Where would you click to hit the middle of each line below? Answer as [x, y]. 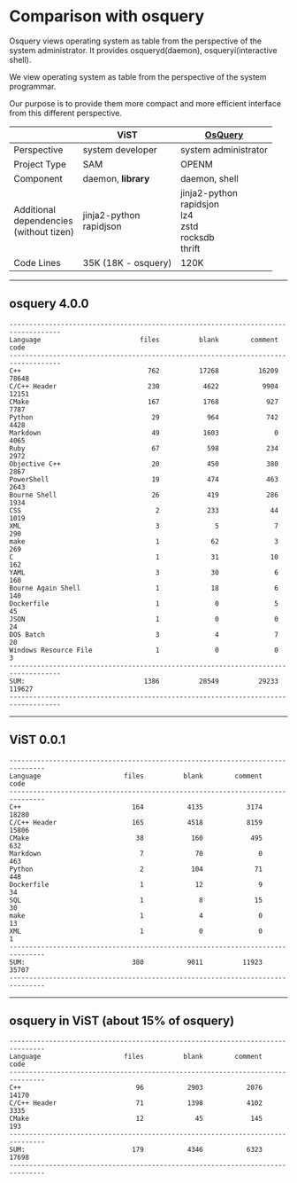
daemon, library [116, 178]
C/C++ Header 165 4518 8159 [136, 822]
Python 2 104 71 [136, 869]
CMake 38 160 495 [136, 838]
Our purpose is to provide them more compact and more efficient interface [145, 103]
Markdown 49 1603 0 [144, 433]
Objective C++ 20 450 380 [144, 464]
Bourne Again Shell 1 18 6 [144, 588]
